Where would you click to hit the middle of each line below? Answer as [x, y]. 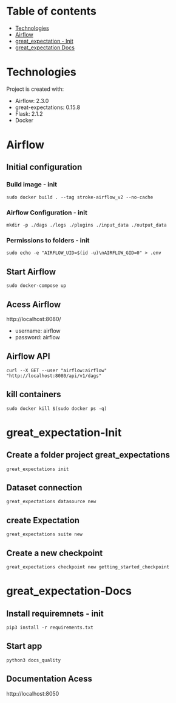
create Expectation [43, 520]
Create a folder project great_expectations [88, 455]
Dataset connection [44, 488]
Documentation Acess [49, 679]
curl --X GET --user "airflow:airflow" [57, 370]
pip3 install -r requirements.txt [50, 628]
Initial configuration [44, 167]
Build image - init [32, 185]
